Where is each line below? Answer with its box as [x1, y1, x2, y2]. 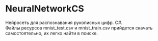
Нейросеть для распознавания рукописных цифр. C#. [5, 19, 123, 25]
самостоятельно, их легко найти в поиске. [5, 30, 98, 36]
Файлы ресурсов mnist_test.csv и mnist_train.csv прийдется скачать [5, 24, 153, 30]
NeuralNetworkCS [5, 3, 84, 14]
